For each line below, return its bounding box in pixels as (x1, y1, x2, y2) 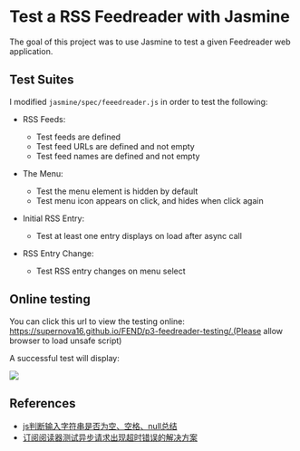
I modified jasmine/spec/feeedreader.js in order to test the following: (9, 96, 268, 107)
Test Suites (9, 72, 74, 88)
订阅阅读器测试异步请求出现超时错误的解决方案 (22, 432, 198, 443)
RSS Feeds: (22, 113, 66, 124)
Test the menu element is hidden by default (35, 186, 198, 197)
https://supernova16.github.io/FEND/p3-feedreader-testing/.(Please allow (9, 325, 284, 336)
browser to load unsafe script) (9, 335, 122, 346)
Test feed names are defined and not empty (35, 150, 200, 161)
